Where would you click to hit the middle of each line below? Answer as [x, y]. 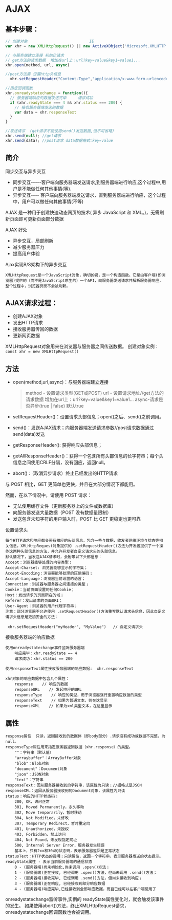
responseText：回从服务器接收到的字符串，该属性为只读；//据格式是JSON [74, 785]
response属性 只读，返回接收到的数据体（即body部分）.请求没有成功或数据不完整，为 [85, 736]
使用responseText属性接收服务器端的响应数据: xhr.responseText [70, 669]
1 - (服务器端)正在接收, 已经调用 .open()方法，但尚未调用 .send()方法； [86, 873]
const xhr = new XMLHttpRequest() [42, 352]
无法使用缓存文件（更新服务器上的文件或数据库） [64, 506]
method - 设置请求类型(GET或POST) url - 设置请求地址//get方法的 [94, 393]
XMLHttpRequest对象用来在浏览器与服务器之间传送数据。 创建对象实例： [82, 346]
